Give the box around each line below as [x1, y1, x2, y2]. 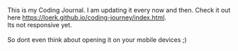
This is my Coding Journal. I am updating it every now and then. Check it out [7, 6, 231, 14]
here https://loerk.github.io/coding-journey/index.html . [7, 13, 166, 22]
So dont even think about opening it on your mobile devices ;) [7, 36, 187, 44]
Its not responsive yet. [7, 21, 72, 29]
